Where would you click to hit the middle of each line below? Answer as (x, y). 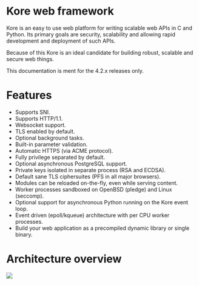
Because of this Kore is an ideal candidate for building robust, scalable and (100, 52)
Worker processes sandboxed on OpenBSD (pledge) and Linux (93, 189)
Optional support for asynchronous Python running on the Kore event (102, 202)
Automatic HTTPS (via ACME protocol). (64, 150)
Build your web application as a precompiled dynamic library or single (102, 228)
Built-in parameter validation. (51, 144)
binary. (24, 234)
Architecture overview (64, 259)
